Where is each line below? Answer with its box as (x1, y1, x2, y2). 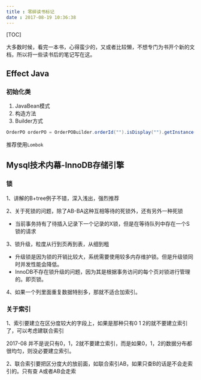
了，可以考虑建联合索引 (6, 327, 64, 334)
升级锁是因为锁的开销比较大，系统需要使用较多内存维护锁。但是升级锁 (14, 253, 188, 260)
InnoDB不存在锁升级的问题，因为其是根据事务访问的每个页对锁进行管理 (14, 268, 190, 275)
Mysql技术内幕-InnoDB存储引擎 (6, 160, 124, 170)
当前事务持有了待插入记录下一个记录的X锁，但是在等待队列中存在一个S (14, 220, 190, 227)
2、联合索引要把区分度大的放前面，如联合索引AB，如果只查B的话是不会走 (6, 360, 188, 367)
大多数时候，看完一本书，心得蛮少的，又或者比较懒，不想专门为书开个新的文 (6, 43, 195, 50)
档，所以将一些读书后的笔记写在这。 (6, 50, 96, 58)
